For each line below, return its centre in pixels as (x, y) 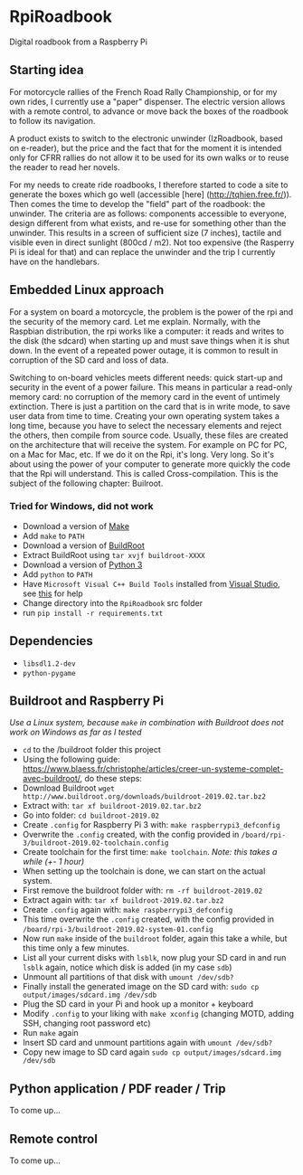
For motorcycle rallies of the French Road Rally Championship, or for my (143, 91)
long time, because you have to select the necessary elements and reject (146, 425)
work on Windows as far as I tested (76, 732)
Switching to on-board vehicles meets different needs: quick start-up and (146, 377)
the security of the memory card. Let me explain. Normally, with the (135, 321)
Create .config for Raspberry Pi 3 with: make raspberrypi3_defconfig (151, 825)
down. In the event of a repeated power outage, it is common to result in (144, 350)
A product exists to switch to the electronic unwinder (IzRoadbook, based (146, 138)
